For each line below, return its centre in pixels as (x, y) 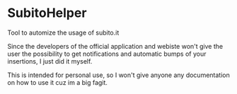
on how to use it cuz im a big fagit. (58, 82)
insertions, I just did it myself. (50, 61)
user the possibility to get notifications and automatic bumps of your (107, 54)
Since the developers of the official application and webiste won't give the (115, 46)
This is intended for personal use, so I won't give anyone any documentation (118, 75)
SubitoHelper (47, 13)
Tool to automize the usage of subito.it (63, 33)
